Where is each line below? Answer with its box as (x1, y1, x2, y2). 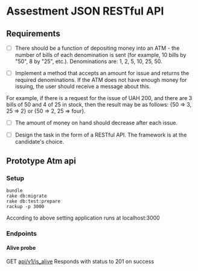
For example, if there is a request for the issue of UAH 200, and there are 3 (6, 95, 193, 102)
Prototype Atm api (6, 156, 77, 166)
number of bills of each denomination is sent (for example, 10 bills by (14, 52, 187, 59)
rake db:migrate (6, 193, 47, 199)
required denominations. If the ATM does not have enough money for (14, 76, 187, 84)
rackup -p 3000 (6, 203, 45, 210)
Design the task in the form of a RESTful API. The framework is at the (14, 132, 187, 139)
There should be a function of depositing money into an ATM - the (14, 44, 180, 52)
